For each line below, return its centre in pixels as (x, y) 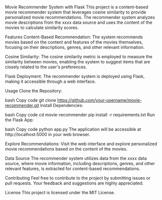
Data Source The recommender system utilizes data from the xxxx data (76, 158)
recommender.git (22, 105)
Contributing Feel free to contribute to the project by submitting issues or (78, 178)
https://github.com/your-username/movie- (100, 100)
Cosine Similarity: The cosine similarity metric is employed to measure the (79, 57)
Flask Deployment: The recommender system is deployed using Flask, (75, 76)
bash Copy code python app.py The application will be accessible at (73, 129)
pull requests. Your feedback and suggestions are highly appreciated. (74, 183)
